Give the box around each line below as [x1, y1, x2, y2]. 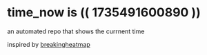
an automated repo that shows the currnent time [7, 27, 145, 35]
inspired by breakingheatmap [7, 40, 91, 48]
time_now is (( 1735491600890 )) [7, 5, 201, 20]
